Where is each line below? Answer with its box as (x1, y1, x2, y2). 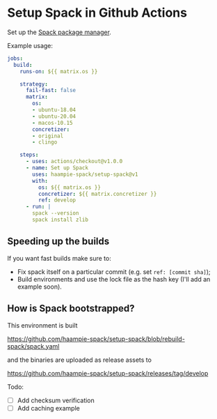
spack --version (32, 210, 79, 217)
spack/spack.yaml (7, 342, 60, 350)
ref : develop (38, 197, 77, 204)
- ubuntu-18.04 (32, 107, 77, 114)
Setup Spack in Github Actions (7, 5, 188, 21)
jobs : (7, 54, 23, 62)
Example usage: (7, 41, 54, 49)
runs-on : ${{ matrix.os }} (19, 68, 98, 75)
